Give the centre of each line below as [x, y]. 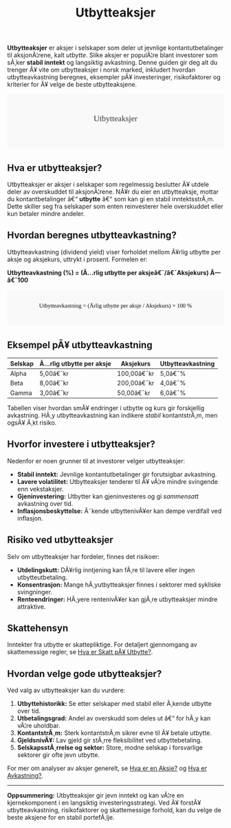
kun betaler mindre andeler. [46, 214]
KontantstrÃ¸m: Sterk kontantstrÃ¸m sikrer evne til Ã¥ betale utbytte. [114, 733]
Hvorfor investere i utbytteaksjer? [81, 444]
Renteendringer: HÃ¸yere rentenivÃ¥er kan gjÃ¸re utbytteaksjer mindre [117, 599]
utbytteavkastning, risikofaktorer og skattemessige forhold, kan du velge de [114, 810]
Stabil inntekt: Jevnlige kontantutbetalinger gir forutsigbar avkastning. [117, 474]
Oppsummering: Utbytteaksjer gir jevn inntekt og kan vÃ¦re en [96, 796]
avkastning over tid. [45, 503]
